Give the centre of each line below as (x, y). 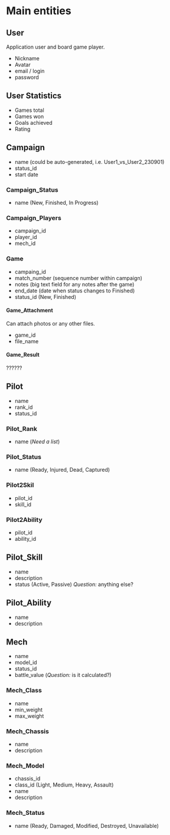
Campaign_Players (34, 218)
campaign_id (30, 231)
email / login (30, 71)
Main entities (39, 11)
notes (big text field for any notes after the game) (74, 284)
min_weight (29, 710)
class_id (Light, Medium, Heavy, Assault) (64, 785)
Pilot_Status (24, 457)
